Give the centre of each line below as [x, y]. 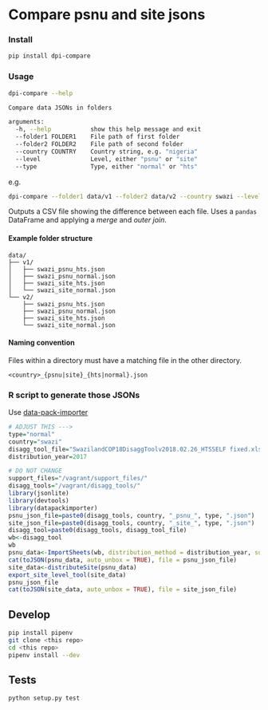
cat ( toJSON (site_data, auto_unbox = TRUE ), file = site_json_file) [123, 590]
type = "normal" [32, 434]
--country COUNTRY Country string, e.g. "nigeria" [106, 152]
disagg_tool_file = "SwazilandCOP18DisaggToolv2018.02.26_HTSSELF [117, 449]
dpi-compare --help [41, 93]
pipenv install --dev [44, 655]
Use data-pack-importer [48, 412]
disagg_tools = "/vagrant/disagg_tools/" [75, 486]
